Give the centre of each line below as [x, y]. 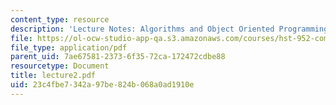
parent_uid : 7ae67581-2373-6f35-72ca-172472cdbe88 [118, 57]
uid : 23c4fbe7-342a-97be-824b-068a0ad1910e [102, 85]
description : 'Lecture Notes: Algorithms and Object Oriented [142, 29]
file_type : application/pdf [69, 47]
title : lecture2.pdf [53, 76]
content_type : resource [60, 19]
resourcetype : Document [60, 66]
